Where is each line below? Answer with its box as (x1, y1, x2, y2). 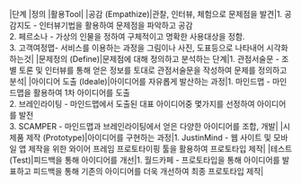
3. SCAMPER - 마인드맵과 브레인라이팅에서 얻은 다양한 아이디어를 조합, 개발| (9, 121, 279, 131)
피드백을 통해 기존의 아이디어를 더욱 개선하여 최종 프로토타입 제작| (32, 166, 264, 176)
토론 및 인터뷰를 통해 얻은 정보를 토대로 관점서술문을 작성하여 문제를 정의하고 (18, 65, 288, 75)
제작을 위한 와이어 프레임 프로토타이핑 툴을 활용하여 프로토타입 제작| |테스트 (28, 144, 293, 154)
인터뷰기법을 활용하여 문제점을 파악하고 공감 (39, 20, 193, 31)
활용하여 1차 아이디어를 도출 (32, 87, 130, 98)
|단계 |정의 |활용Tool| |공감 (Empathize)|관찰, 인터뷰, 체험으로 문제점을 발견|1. (9, 9, 283, 19)
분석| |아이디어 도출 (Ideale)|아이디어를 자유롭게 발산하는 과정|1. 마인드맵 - (9, 76, 271, 86)
